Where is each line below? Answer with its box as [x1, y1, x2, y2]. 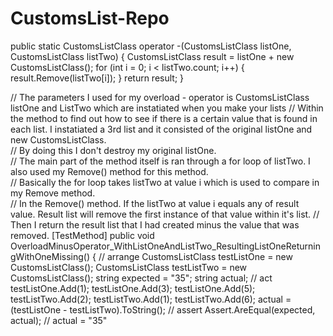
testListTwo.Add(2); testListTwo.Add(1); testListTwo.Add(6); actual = [10, 293, 292, 305]
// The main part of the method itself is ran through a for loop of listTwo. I [10, 155, 311, 167]
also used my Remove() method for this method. [10, 165, 209, 177]
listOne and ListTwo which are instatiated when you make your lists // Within [10, 102, 324, 114]
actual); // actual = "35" [10, 314, 108, 326]
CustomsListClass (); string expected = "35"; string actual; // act [10, 272, 273, 284]
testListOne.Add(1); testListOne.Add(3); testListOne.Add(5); [10, 282, 256, 294]
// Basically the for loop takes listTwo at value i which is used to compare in [10, 176, 320, 188]
